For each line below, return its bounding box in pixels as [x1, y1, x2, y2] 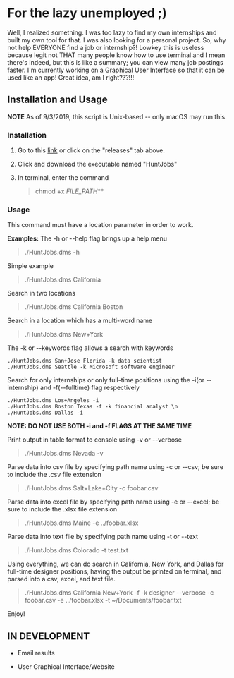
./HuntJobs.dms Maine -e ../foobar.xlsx [24, 519, 139, 527]
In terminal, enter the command [17, 174, 109, 182]
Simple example [7, 262, 54, 270]
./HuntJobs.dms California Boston [24, 303, 123, 311]
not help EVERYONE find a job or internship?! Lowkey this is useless [7, 43, 204, 52]
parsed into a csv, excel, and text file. [7, 575, 116, 583]
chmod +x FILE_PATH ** [35, 187, 104, 195]
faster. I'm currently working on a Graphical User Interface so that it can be [7, 66, 225, 74]
